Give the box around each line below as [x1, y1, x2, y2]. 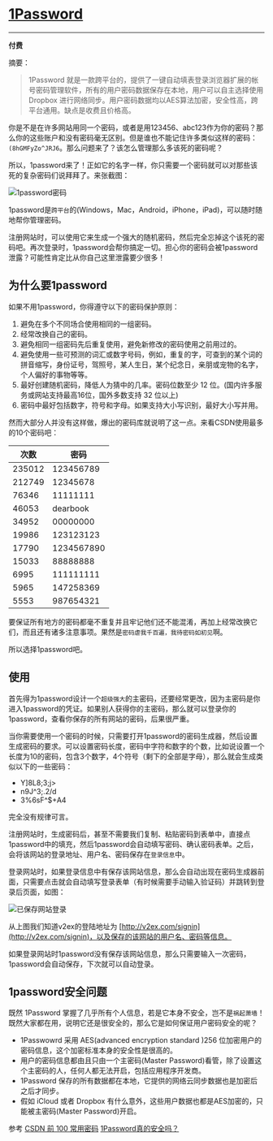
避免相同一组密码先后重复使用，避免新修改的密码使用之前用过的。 [19, 339, 241, 349]
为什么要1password [8, 279, 107, 292]
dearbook [52, 503, 89, 514]
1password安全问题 [8, 984, 107, 999]
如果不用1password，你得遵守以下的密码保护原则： [8, 301, 180, 311]
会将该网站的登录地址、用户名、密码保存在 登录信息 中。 [8, 849, 189, 859]
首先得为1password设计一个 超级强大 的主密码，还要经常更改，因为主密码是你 [8, 694, 261, 703]
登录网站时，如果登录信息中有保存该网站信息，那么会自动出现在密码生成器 [8, 867, 258, 876]
